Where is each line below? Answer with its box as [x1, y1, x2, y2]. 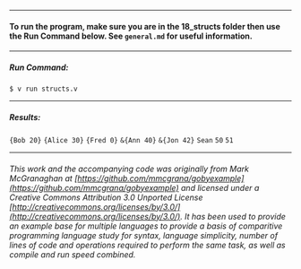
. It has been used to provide [180, 211, 287, 221]
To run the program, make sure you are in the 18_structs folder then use [9, 21, 280, 31]
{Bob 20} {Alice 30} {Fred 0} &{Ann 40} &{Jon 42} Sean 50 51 [9, 136, 234, 145]
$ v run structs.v [9, 84, 78, 94]
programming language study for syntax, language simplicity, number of [9, 230, 279, 240]
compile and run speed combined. [9, 248, 136, 260]
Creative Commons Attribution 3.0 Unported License [9, 192, 203, 203]
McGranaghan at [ [9, 172, 78, 184]
